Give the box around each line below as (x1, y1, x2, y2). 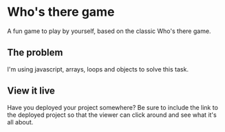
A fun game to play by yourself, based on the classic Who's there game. (7, 27, 211, 35)
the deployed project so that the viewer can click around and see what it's (7, 111, 217, 119)
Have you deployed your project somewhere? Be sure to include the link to (7, 103, 219, 111)
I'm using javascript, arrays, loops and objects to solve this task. (7, 65, 189, 73)
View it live (7, 85, 55, 97)
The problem (7, 47, 63, 58)
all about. (7, 118, 34, 126)
